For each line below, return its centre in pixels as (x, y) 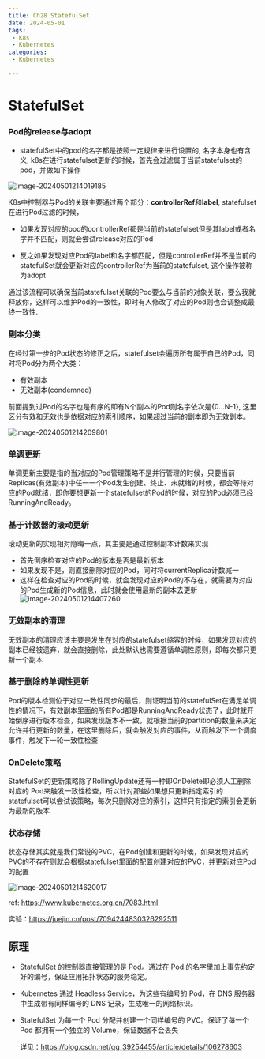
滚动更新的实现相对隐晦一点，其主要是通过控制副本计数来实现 (108, 544)
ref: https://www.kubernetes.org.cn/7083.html (83, 903)
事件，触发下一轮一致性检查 (53, 740)
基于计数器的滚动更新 (49, 525)
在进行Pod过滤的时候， (46, 212)
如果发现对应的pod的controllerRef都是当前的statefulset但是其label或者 (134, 229)
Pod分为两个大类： (52, 363)
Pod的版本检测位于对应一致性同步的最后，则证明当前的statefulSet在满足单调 (132, 700)
